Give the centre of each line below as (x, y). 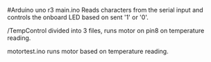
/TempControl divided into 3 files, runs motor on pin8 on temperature (106, 31)
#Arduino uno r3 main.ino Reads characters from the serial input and (105, 10)
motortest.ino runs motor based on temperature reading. (88, 51)
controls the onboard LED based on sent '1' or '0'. (78, 17)
